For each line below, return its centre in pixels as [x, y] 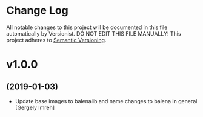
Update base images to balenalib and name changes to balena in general [106, 101]
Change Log [37, 11]
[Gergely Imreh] [35, 107]
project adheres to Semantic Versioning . [56, 40]
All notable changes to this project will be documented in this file [87, 27]
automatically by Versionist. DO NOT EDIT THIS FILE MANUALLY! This [94, 33]
